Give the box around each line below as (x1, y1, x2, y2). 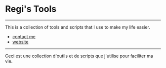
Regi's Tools (5, 3, 57, 15)
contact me (12, 33, 36, 40)
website (12, 39, 29, 45)
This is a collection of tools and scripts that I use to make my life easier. (5, 24, 151, 30)
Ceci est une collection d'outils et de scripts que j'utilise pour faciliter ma (5, 53, 153, 59)
